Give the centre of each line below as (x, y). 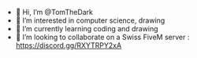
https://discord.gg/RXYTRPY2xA (69, 45)
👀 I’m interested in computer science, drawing (90, 20)
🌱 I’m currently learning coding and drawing (87, 29)
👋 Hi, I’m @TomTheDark (54, 12)
